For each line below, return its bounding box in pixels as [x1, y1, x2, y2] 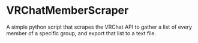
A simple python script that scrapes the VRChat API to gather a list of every [6, 23, 192, 30]
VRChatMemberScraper [6, 4, 129, 17]
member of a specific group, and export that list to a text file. [6, 29, 157, 36]
